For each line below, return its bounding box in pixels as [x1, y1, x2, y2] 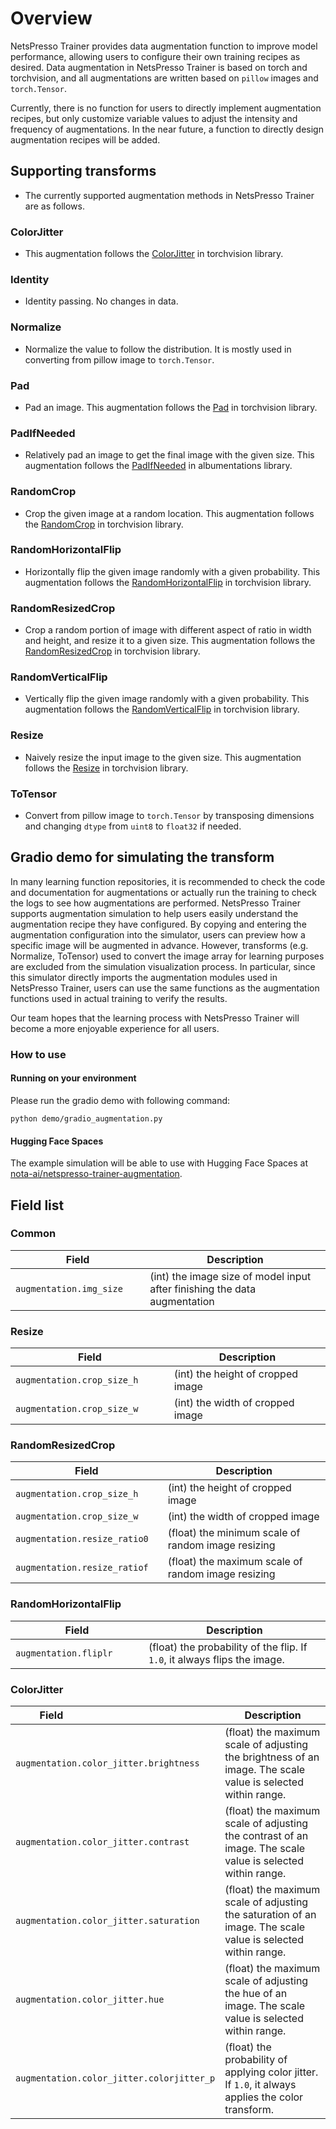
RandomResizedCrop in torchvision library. [24, 645, 201, 657]
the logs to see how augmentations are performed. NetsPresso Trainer [10, 897, 301, 909]
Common [10, 1227, 57, 1241]
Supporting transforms [10, 163, 157, 180]
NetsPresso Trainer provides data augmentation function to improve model [10, 40, 318, 52]
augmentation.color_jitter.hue [15, 1994, 165, 2006]
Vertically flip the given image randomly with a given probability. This [24, 693, 310, 705]
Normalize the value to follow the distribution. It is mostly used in [24, 343, 292, 355]
